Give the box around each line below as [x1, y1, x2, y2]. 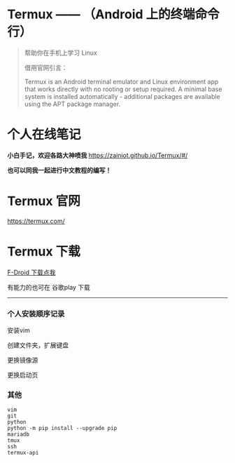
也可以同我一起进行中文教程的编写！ [7, 166, 112, 174]
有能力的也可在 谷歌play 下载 [7, 283, 91, 291]
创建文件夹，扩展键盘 [7, 341, 69, 349]
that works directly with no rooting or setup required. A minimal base [24, 85, 222, 93]
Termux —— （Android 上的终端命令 [7, 6, 220, 22]
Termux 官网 [7, 194, 80, 209]
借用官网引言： [24, 63, 68, 72]
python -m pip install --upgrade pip [7, 425, 117, 432]
